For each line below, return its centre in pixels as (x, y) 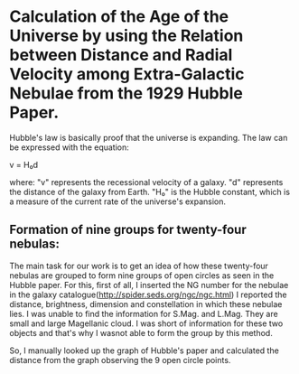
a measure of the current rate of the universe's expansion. (118, 201)
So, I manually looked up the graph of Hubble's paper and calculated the (145, 351)
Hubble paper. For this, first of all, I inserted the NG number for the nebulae (149, 285)
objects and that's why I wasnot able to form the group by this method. (141, 332)
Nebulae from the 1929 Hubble (126, 93)
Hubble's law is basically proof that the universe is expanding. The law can (149, 137)
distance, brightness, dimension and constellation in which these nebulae (146, 304)
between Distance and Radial (121, 55)
